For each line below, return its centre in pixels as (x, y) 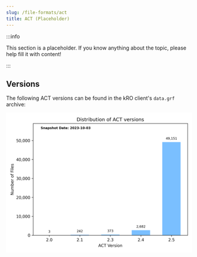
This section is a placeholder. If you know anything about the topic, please (96, 48)
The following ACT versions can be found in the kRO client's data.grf (91, 98)
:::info (13, 36)
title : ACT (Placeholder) (38, 19)
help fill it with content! (34, 54)
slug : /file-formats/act (37, 12)
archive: (16, 105)
